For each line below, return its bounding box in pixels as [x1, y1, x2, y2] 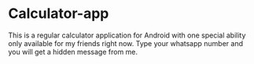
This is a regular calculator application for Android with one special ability [8, 30, 246, 40]
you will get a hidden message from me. [8, 47, 138, 56]
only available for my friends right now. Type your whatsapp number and [8, 38, 244, 48]
